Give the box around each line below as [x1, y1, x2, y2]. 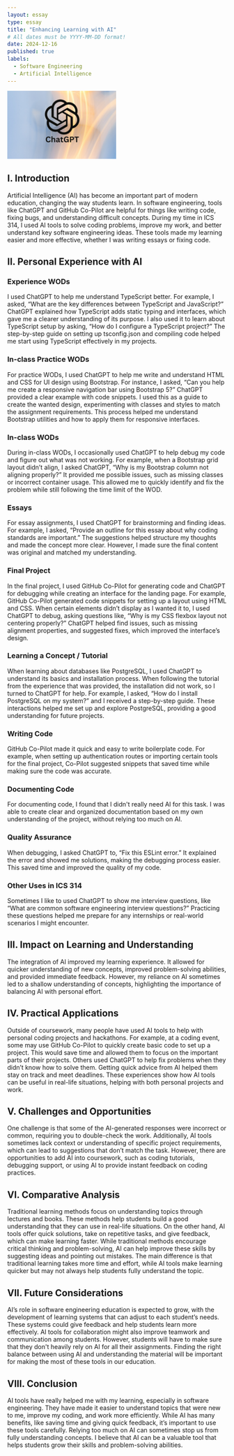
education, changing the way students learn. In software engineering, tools [7, 198, 223, 207]
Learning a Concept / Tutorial [7, 651, 108, 661]
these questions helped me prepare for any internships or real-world [7, 911, 204, 920]
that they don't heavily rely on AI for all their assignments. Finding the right [7, 1343, 221, 1351]
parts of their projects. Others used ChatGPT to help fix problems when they [7, 1055, 226, 1064]
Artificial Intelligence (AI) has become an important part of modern [7, 191, 198, 199]
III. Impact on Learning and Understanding [7, 939, 194, 951]
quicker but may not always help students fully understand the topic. [7, 1267, 204, 1275]
